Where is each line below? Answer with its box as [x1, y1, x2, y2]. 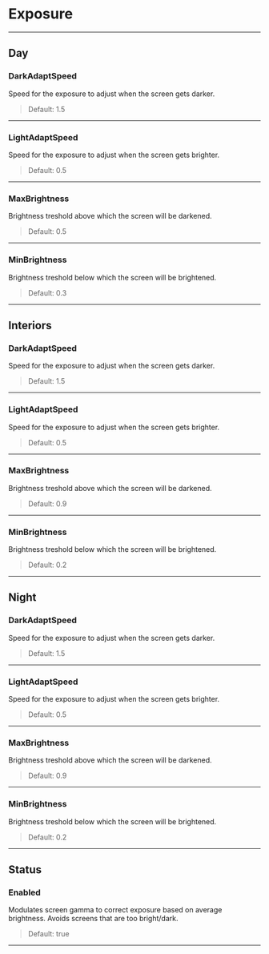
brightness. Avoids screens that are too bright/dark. [8, 914, 179, 924]
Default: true [27, 929, 70, 939]
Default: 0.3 [27, 288, 67, 297]
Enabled [8, 887, 42, 898]
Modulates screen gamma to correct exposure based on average [8, 905, 223, 915]
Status [8, 863, 42, 877]
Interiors [8, 318, 52, 332]
